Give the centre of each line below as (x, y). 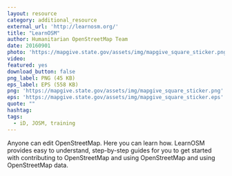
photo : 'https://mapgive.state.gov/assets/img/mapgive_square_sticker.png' (118, 53)
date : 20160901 (29, 46)
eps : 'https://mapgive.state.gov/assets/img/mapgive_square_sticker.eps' (116, 98)
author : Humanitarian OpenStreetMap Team (68, 39)
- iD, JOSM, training (45, 123)
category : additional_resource (52, 20)
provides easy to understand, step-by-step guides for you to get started (109, 150)
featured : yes (28, 65)
